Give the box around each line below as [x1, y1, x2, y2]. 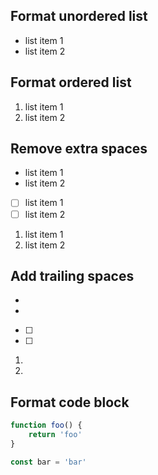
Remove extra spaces [10, 140, 148, 158]
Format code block [10, 394, 130, 411]
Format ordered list [10, 74, 132, 91]
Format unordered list [10, 8, 148, 25]
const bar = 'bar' [10, 457, 87, 467]
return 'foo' [28, 430, 83, 440]
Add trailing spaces [10, 267, 135, 284]
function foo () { [10, 420, 83, 431]
